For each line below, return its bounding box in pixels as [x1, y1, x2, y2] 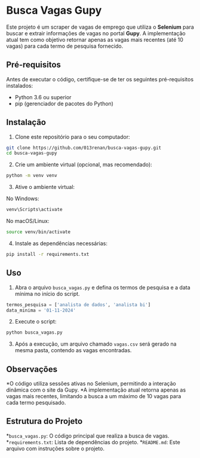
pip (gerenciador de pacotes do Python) [14, 100, 113, 107]
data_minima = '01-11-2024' [6, 307, 76, 313]
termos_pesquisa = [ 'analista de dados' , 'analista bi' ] [6, 301, 151, 308]
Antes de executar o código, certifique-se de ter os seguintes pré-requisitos [6, 75, 194, 83]
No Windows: [6, 195, 39, 202]
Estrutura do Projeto [6, 416, 83, 426]
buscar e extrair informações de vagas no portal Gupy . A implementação [6, 29, 186, 36]
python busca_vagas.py [6, 329, 63, 335]
